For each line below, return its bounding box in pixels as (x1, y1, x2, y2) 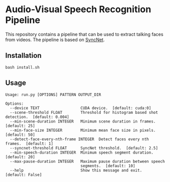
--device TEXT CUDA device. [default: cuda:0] (10, 105, 152, 110)
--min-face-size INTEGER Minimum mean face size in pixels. (10, 128, 156, 133)
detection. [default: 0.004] (5, 114, 70, 119)
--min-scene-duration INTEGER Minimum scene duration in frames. (10, 118, 156, 124)
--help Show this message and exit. (10, 168, 143, 173)
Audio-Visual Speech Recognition (5, 4, 152, 15)
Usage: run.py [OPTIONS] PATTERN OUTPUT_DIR (5, 92, 101, 97)
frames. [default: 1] (5, 141, 53, 146)
